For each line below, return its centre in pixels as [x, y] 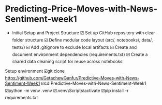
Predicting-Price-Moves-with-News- [81, 9]
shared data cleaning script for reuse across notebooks [67, 61]
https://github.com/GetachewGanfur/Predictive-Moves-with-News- [72, 78]
